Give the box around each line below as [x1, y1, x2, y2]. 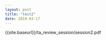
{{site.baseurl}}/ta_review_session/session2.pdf [5, 30, 101, 36]
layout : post [5, 7, 32, 12]
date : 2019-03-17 [5, 16, 40, 21]
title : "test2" [5, 12, 36, 17]
